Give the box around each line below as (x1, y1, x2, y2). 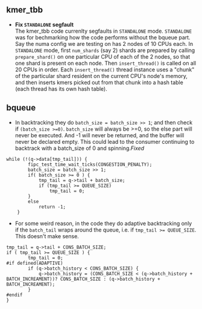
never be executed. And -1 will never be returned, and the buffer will (14, 131, 185, 138)
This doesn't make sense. (14, 232, 80, 239)
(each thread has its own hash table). (14, 85, 107, 93)
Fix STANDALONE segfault (14, 21, 74, 28)
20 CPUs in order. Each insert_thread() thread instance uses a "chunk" (14, 66, 195, 73)
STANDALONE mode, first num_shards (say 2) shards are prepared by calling (14, 47, 195, 54)
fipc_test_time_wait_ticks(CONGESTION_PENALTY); (28, 161, 153, 168)
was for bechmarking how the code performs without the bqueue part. (14, 33, 191, 41)
